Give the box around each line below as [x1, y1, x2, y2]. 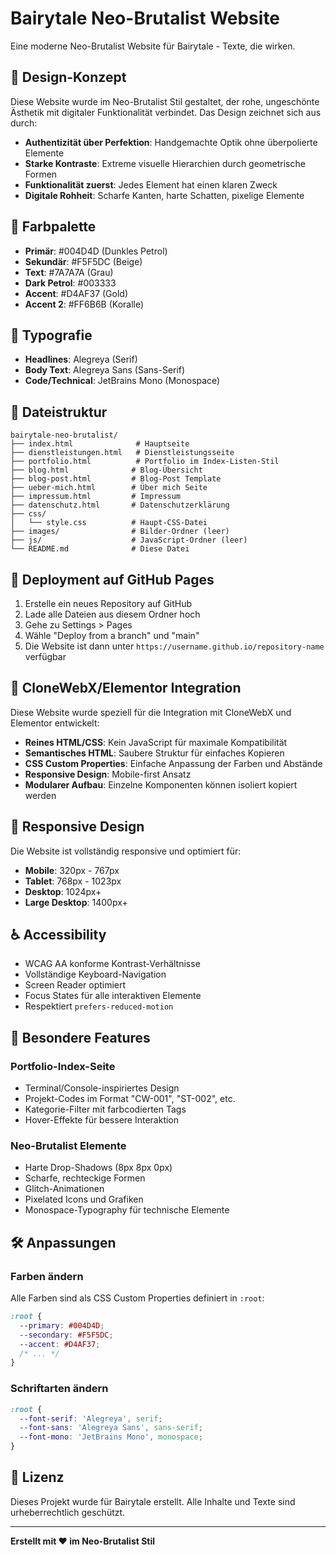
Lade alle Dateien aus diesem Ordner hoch [24, 608, 201, 620]
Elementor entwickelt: [10, 717, 100, 729]
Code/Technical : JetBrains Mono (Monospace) [24, 375, 221, 387]
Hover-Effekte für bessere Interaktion [24, 1114, 180, 1126]
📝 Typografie [10, 327, 93, 344]
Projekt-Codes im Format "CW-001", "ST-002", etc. [24, 1093, 236, 1105]
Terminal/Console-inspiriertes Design [24, 1082, 180, 1094]
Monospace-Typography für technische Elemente [24, 1204, 230, 1216]
